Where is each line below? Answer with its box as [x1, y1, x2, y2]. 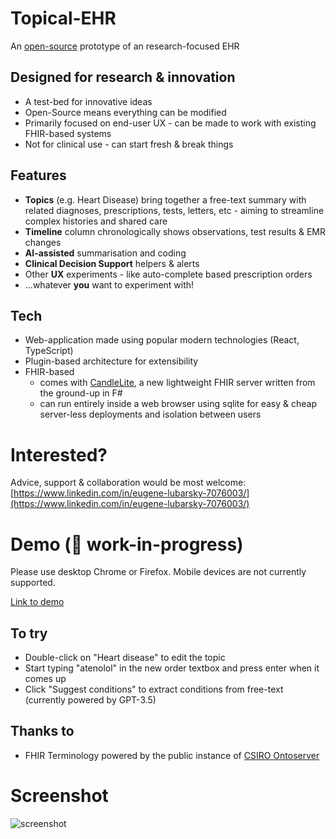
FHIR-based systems [24, 127, 112, 139]
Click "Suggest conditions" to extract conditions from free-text [24, 683, 284, 696]
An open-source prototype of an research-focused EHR [10, 40, 240, 52]
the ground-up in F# [39, 387, 123, 399]
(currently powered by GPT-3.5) [24, 694, 157, 706]
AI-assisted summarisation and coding [24, 247, 187, 259]
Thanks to [10, 723, 75, 740]
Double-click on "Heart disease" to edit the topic [24, 652, 226, 664]
